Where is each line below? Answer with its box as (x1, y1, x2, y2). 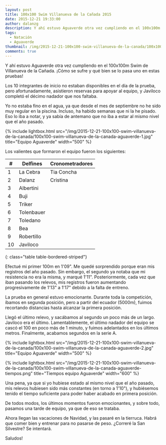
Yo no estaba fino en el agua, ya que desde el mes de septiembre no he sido (5, 103, 161, 109)
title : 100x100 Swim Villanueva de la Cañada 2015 (5, 12, 112, 17)
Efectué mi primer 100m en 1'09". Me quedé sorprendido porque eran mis (5, 263, 155, 269)
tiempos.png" (5, 370, 33, 376)
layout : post (5, 7, 32, 12)
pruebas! (5, 73, 24, 79)
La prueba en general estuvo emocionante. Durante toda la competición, (5, 294, 153, 300)
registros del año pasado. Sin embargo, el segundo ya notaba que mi (5, 268, 146, 274)
